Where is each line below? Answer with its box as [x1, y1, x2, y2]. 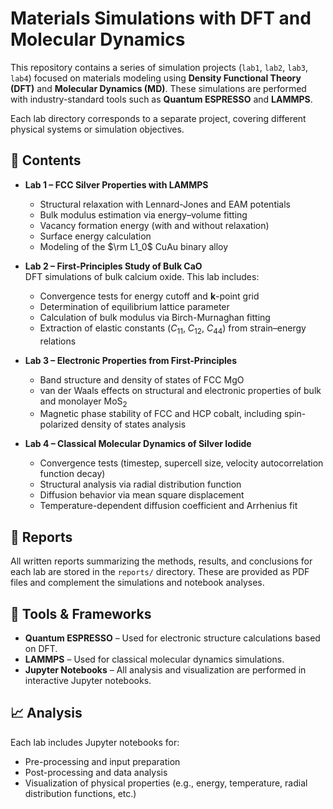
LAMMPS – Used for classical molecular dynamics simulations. [24, 653, 285, 665]
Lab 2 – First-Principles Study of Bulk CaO [24, 260, 203, 272]
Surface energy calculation [39, 230, 152, 242]
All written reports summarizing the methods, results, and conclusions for [10, 555, 313, 567]
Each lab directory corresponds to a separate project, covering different [10, 112, 307, 124]
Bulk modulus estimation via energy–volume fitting [39, 208, 248, 221]
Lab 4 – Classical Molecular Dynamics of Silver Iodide [24, 438, 252, 450]
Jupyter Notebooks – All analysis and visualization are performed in [24, 663, 307, 676]
